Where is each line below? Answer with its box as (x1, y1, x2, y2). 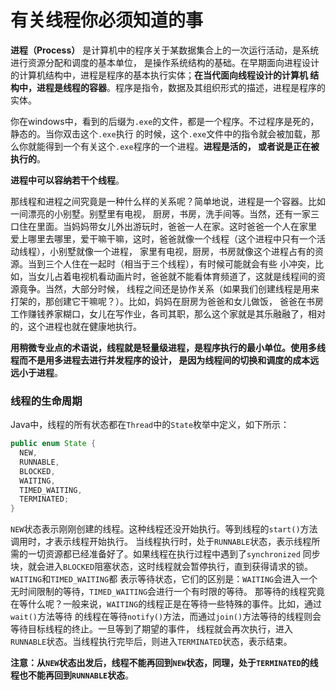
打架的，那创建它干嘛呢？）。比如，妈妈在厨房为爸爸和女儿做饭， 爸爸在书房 (10, 295, 324, 307)
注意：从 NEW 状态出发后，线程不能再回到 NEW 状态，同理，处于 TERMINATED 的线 (10, 657, 319, 669)
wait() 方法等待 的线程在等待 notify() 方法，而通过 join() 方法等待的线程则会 (10, 611, 322, 623)
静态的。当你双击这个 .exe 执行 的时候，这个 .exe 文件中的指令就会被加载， (10, 127, 312, 140)
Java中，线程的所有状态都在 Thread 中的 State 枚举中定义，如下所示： (10, 419, 290, 431)
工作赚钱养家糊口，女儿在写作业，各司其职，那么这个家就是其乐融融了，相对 (10, 307, 326, 320)
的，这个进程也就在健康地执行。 (10, 320, 142, 332)
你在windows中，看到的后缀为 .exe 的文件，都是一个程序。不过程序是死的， (10, 115, 320, 127)
